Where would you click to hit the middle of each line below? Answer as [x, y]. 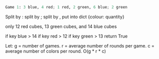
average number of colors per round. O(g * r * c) [56, 51]
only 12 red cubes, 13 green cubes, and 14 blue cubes [61, 26]
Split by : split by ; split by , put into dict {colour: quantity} [65, 16]
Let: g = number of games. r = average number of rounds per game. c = [80, 45]
